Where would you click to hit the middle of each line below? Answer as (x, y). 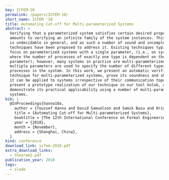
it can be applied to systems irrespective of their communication (82, 80)
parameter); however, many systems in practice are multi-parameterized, (89, 62)
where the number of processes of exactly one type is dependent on (83, 57)
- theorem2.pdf (26, 155)
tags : (11, 164)
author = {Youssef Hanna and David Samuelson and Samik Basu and (84, 108)
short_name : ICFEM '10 (29, 19)
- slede (18, 169)
